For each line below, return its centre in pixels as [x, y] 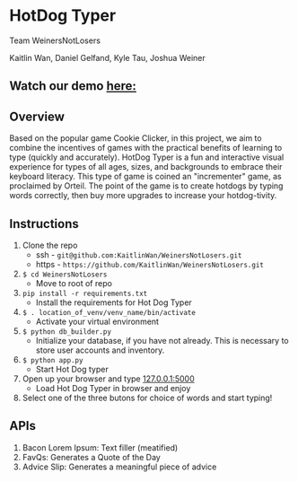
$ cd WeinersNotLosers [65, 275]
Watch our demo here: [73, 86]
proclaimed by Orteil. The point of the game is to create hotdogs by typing [146, 186]
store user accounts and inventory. [100, 350]
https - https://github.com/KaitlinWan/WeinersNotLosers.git [150, 264]
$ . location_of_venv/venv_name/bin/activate [109, 312]
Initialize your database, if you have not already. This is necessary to [162, 340]
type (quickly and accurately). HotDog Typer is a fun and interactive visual [147, 157]
